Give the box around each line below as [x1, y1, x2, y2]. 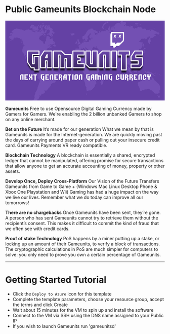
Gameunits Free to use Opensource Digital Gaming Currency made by [5, 105, 152, 112]
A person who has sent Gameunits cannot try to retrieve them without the [5, 214, 158, 221]
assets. [5, 168, 20, 174]
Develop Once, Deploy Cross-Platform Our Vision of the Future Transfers [5, 178, 159, 184]
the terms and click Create [12, 302, 68, 308]
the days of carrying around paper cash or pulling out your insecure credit [5, 137, 160, 143]
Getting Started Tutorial [5, 274, 107, 286]
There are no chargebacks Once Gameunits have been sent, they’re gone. [5, 209, 161, 215]
